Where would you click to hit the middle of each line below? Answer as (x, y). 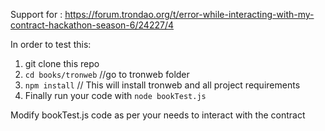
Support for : (36, 14)
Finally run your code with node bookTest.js (115, 95)
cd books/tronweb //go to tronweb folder (107, 74)
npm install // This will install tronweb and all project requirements (162, 85)
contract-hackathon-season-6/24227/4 (92, 25)
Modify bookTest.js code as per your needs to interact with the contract (158, 115)
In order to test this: (51, 44)
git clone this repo (62, 63)
